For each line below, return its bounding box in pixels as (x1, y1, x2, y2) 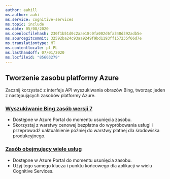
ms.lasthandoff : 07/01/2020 (5, 50, 65, 55)
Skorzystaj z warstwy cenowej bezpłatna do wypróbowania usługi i (12, 122, 153, 128)
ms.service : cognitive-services (5, 17, 74, 22)
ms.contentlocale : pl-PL (5, 45, 58, 50)
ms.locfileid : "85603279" (5, 54, 60, 60)
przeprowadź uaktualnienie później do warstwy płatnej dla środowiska (12, 128, 160, 134)
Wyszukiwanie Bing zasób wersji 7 (5, 105, 93, 112)
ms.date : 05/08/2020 (5, 26, 49, 32)
